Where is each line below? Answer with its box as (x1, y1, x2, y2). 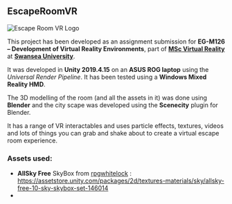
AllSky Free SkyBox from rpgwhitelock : (17, 169, 132, 178)
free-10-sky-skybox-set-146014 (17, 184, 109, 192)
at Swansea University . (7, 52, 75, 60)
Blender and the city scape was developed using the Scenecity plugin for (7, 100, 218, 109)
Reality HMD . (7, 80, 46, 89)
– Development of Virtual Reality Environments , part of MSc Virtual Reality (7, 44, 225, 53)
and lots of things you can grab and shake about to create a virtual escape (7, 129, 220, 137)
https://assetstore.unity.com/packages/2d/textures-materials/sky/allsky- (17, 176, 225, 185)
